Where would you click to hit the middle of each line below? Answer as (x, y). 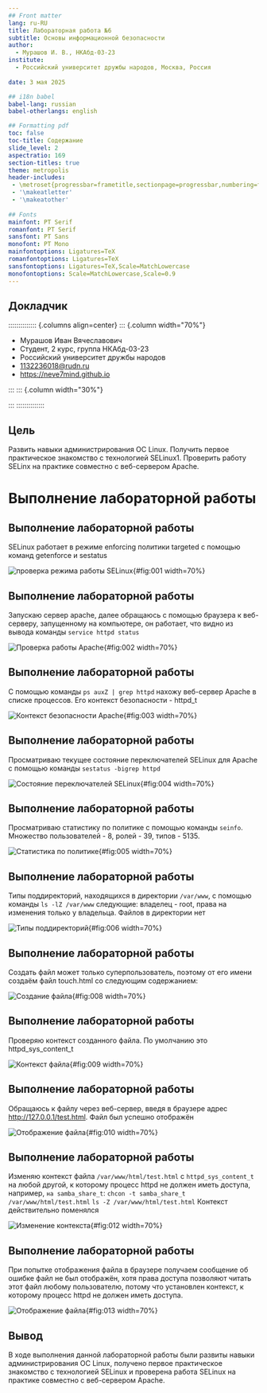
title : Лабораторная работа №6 (60, 30)
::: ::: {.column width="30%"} (56, 390)
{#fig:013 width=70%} (122, 1311)
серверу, (23, 623)
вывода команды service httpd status (74, 632)
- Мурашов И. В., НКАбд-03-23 (65, 53)
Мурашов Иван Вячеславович (71, 341)
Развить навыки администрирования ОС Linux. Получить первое (119, 450)
